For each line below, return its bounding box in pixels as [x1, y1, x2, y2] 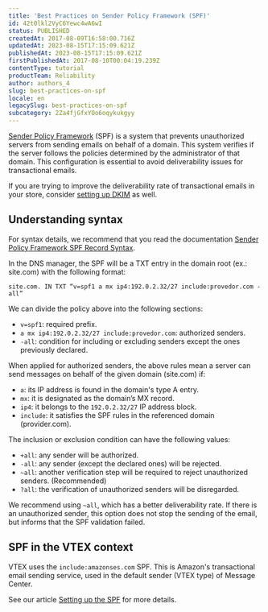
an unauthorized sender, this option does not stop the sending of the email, [8, 508, 258, 518]
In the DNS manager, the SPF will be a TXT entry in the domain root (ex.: [8, 258, 248, 268]
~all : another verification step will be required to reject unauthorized [19, 467, 248, 477]
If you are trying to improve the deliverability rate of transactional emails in [8, 181, 255, 190]
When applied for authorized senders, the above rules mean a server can [8, 360, 251, 370]
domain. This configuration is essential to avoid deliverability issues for [8, 157, 244, 166]
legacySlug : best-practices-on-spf [8, 101, 128, 110]
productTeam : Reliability [8, 72, 95, 80]
